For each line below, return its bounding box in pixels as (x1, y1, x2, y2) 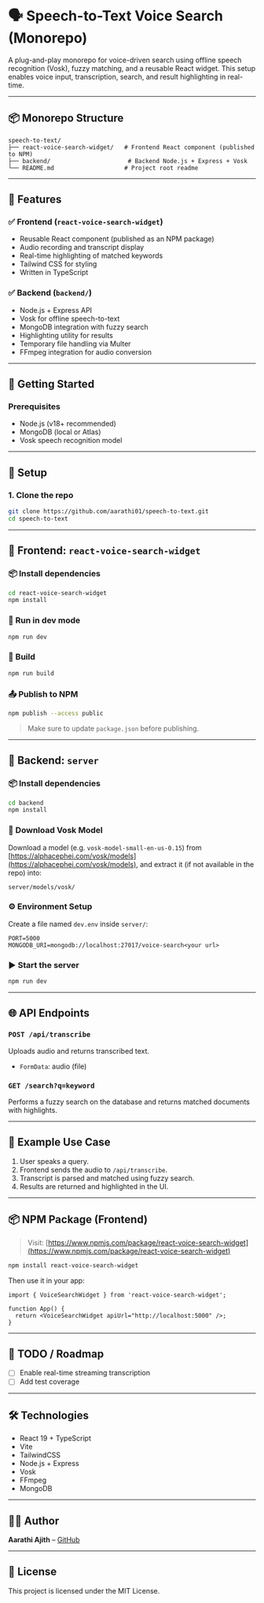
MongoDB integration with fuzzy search (19, 322, 149, 332)
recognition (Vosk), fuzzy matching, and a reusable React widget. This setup (8, 63, 256, 73)
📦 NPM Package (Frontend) (8, 1213, 148, 1226)
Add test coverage (19, 1377, 80, 1386)
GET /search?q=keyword (8, 1081, 95, 1090)
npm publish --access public (8, 709, 104, 717)
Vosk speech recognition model (19, 436, 123, 445)
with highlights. (8, 1106, 57, 1114)
